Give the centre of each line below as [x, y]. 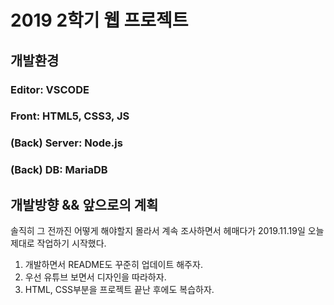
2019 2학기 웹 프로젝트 [99, 20]
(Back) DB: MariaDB [59, 170]
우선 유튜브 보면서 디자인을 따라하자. [95, 277]
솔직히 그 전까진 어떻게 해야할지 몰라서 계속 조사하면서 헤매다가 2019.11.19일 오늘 [167, 231]
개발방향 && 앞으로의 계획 [84, 204]
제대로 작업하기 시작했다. [58, 243]
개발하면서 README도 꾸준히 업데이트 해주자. [113, 265]
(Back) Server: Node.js [66, 143]
